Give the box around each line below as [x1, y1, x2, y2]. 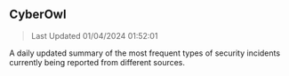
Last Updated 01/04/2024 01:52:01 [30, 30, 158, 41]
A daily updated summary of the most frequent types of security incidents [9, 48, 281, 58]
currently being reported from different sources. [9, 57, 185, 67]
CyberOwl [9, 7, 67, 22]
